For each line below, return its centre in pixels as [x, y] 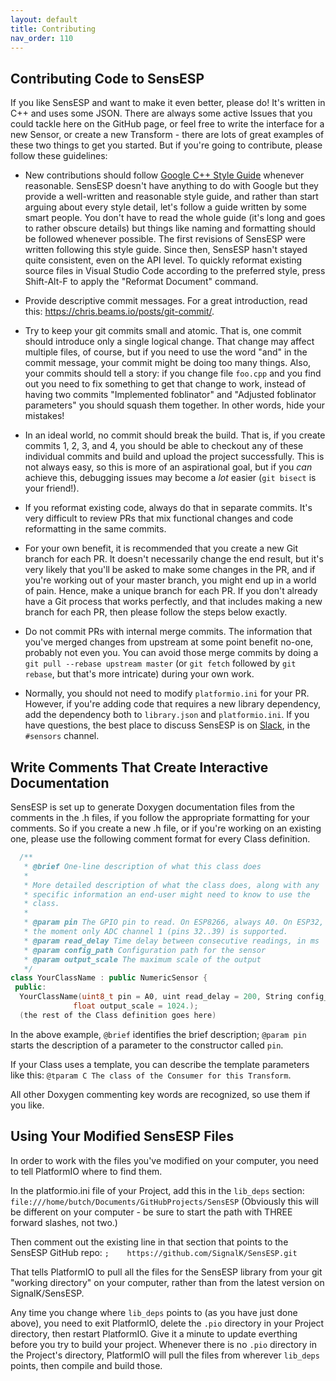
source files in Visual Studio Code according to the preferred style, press [175, 271]
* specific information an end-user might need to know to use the [167, 894]
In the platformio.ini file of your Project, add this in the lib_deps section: [157, 1190]
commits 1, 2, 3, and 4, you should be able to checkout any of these [164, 446]
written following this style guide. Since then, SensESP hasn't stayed [166, 250]
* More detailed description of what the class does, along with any [171, 885]
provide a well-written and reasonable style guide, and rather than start [171, 197]
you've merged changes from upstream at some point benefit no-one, [169, 642]
